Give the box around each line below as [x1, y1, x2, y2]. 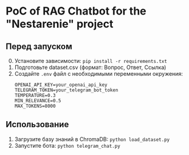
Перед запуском [5, 41, 72, 51]
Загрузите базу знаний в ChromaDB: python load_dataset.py [14, 135, 170, 143]
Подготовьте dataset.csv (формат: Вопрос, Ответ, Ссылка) [14, 64, 167, 71]
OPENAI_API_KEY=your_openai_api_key [14, 82, 108, 88]
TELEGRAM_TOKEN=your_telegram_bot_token [14, 87, 119, 93]
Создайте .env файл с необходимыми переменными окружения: [14, 70, 184, 77]
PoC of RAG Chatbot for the [5, 4, 146, 18]
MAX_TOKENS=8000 [14, 103, 56, 109]
